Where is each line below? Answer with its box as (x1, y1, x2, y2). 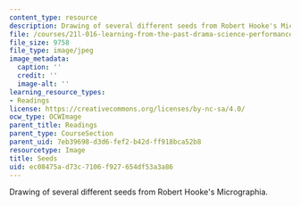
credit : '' (17, 71, 58, 80)
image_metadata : (9, 54, 70, 63)
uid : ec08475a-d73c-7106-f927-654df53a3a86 (9, 162, 174, 171)
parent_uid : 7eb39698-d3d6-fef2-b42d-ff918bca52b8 (9, 137, 202, 146)
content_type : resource (9, 12, 98, 22)
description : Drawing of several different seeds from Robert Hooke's (9, 21, 278, 30)
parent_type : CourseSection (9, 129, 114, 138)
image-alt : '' (17, 79, 70, 88)
